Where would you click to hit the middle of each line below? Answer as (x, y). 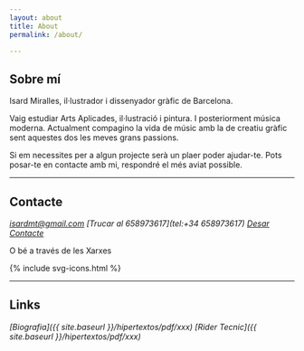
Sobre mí (35, 79)
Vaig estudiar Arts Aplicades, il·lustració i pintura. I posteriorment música (145, 119)
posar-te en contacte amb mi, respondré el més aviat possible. (126, 165)
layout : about (36, 18)
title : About (34, 26)
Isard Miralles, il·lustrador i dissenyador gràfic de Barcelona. (121, 101)
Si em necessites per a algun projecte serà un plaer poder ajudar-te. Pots (146, 156)
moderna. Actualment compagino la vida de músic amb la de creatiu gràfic (148, 128)
